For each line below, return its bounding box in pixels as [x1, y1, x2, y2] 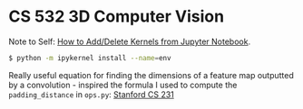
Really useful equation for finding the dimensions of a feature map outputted [8, 69, 294, 80]
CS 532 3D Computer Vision [8, 6, 224, 27]
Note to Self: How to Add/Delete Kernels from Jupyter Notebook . [8, 36, 251, 47]
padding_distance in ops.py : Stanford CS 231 [8, 88, 174, 100]
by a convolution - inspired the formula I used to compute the [8, 79, 238, 90]
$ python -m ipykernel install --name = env [8, 53, 171, 62]
